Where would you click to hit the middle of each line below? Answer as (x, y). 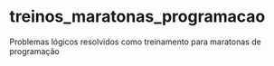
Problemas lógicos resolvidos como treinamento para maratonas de (136, 42)
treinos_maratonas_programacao (137, 17)
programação (35, 51)
